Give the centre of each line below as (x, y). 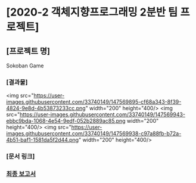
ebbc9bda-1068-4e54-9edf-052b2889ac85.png (66, 121)
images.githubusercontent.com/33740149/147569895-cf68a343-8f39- (94, 102)
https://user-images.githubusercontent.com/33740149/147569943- (103, 114)
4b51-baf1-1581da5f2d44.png (43, 140)
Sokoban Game (25, 66)
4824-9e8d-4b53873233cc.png (46, 108)
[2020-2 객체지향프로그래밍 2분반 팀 (92, 12)
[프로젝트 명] (28, 51)
